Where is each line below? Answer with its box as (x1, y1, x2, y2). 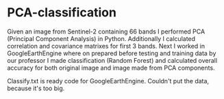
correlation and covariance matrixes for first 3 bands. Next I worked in (7, 42, 206, 50)
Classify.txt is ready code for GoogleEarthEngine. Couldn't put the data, (7, 76, 210, 85)
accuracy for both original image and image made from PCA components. (7, 63, 215, 72)
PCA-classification (7, 5, 116, 20)
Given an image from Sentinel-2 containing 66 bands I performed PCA (7, 27, 206, 36)
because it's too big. (7, 84, 65, 92)
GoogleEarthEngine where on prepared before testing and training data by (7, 49, 216, 57)
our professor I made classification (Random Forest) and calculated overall (7, 56, 218, 64)
